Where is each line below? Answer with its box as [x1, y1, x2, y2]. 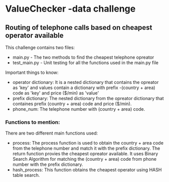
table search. [12, 172, 40, 178]
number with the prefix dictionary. [12, 161, 83, 167]
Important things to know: [5, 69, 59, 75]
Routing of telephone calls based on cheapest [5, 23, 152, 32]
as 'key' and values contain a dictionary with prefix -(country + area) [12, 84, 155, 90]
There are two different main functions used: [5, 130, 98, 136]
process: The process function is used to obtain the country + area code [12, 140, 164, 146]
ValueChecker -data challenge [5, 3, 136, 15]
